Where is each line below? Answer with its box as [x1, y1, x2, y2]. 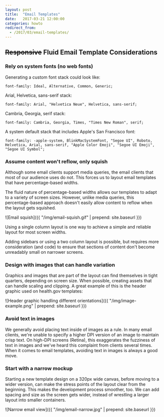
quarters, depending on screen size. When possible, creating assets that [5, 278, 152, 284]
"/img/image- [109, 298, 137, 304]
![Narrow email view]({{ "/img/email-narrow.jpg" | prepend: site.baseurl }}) [5, 406, 156, 412]
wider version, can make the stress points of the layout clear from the [5, 381, 146, 387]
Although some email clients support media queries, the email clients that [5, 169, 154, 175]
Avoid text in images [5, 315, 55, 322]
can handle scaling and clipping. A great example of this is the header [5, 283, 146, 289]
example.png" [5, 303, 33, 309]
